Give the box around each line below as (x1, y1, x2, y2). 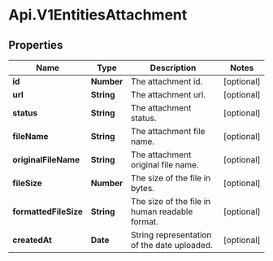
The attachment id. (131, 76, 203, 87)
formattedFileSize (12, 206, 84, 217)
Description (149, 63, 197, 73)
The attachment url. (131, 89, 206, 100)
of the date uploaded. (131, 240, 213, 250)
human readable (131, 206, 193, 217)
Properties (8, 38, 63, 52)
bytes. (131, 183, 154, 194)
